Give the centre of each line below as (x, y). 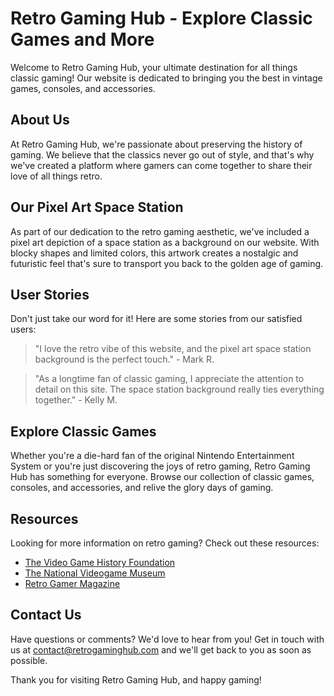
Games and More (82, 39)
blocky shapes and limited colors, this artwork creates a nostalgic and (154, 253)
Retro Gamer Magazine (72, 583)
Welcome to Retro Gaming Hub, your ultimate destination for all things (154, 67)
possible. (29, 660)
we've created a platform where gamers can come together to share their (161, 165)
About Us (40, 120)
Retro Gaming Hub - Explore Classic (161, 18)
